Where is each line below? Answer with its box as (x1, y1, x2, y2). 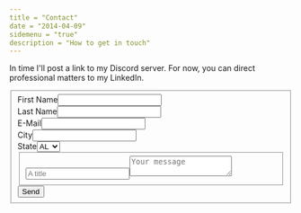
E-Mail (17, 118, 42, 129)
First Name (17, 94, 58, 105)
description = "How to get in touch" (9, 38, 151, 48)
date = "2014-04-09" (9, 22, 87, 31)
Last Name (17, 106, 58, 117)
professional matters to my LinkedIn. (9, 73, 145, 84)
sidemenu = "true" (9, 30, 78, 39)
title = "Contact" (9, 13, 78, 22)
